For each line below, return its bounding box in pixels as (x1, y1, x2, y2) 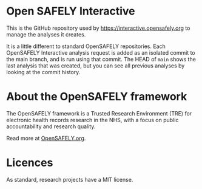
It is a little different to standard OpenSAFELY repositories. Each (6, 43, 166, 50)
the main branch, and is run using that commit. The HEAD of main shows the (6, 55, 196, 63)
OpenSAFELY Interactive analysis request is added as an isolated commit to (6, 49, 195, 56)
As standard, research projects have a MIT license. (6, 176, 133, 183)
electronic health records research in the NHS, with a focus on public (6, 116, 179, 123)
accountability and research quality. (6, 123, 96, 130)
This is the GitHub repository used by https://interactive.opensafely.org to (6, 24, 190, 32)
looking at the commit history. (6, 68, 81, 75)
